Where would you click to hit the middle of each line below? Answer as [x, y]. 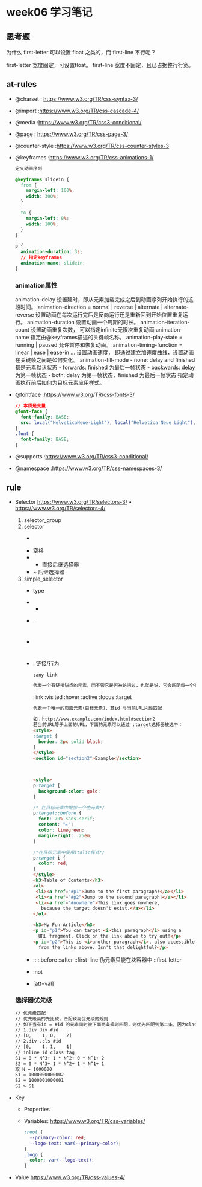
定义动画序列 [29, 169]
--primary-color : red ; [58, 1137]
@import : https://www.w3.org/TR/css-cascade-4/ [77, 111]
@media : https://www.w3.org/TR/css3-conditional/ [78, 122]
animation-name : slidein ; [53, 263]
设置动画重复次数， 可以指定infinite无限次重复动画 [93, 330]
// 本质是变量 [30, 406]
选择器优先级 [33, 1000]
